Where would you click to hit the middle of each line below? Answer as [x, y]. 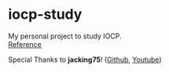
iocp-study [45, 14]
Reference [25, 44]
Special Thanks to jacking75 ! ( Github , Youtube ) [85, 59]
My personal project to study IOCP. [65, 36]
